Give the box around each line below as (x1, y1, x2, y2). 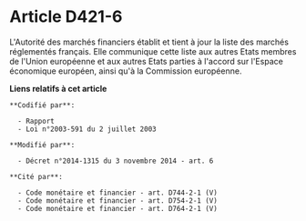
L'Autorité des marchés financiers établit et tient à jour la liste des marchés (9, 36, 290, 47)
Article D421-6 (9, 6, 123, 27)
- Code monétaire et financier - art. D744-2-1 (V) (17, 188, 219, 197)
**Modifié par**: (9, 140, 76, 149)
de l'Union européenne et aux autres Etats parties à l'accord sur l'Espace (9, 55, 284, 66)
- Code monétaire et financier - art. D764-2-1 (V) (17, 204, 219, 213)
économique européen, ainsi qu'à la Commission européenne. (9, 65, 242, 76)
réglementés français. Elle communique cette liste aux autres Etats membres (9, 45, 297, 56)
